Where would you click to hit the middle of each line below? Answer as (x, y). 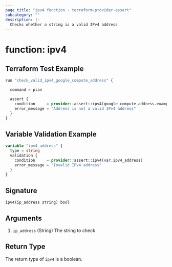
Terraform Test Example (45, 69)
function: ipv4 (36, 50)
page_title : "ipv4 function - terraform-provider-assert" (68, 10)
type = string (25, 151)
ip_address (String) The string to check (54, 230)
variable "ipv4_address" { (34, 146)
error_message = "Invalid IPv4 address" (58, 165)
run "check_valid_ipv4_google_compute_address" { (59, 81)
